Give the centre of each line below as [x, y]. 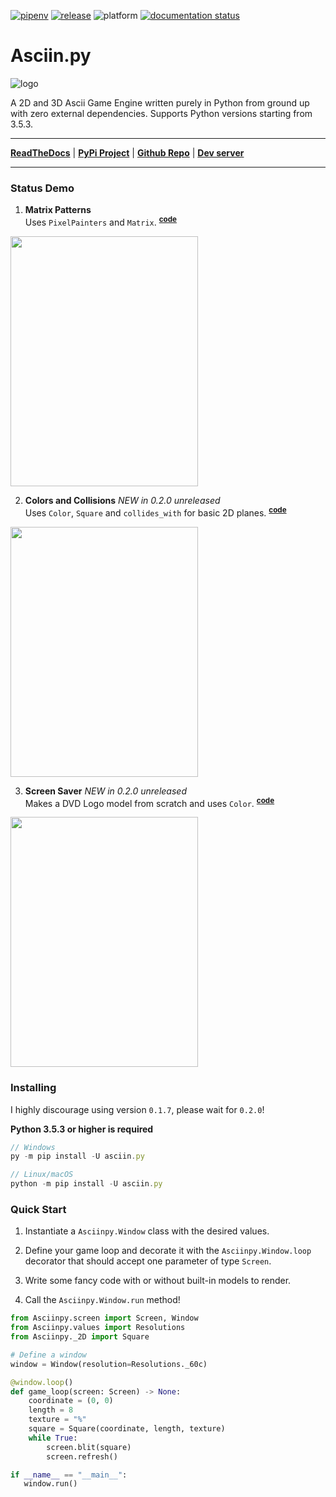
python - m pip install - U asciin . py [86, 1184]
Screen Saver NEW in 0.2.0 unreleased [105, 791]
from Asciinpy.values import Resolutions [98, 1328]
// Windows [33, 1147]
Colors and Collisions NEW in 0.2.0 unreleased [122, 500]
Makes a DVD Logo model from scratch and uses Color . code [149, 802]
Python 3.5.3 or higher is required [82, 1129]
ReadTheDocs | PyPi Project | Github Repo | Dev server [127, 152]
